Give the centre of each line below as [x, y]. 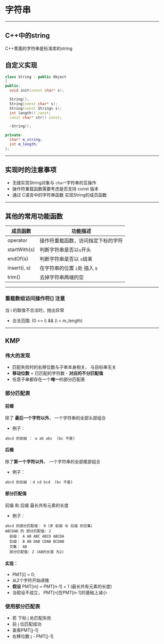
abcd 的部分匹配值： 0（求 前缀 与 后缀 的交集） [50, 526]
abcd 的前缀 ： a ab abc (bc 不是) [40, 438]
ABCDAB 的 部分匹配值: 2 [28, 531]
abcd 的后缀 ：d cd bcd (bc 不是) [39, 482]
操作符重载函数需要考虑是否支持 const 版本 [55, 188]
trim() [14, 277]
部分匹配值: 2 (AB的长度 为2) [37, 552]
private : [14, 135]
